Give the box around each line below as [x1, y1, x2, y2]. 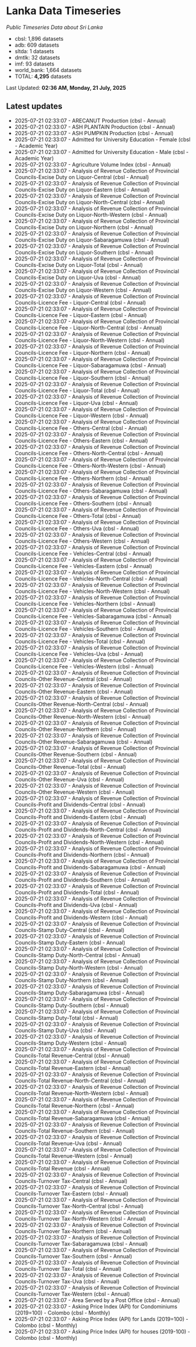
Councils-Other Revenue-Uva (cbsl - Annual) [14, 775, 125, 783]
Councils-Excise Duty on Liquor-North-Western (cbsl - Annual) [14, 211, 168, 218]
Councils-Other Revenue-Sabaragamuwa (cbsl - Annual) [14, 738, 153, 745]
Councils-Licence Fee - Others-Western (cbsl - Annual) [14, 537, 150, 544]
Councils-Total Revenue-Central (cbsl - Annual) [14, 1052, 130, 1059]
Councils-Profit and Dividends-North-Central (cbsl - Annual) [14, 826, 162, 833]
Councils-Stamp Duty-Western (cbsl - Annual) [14, 1039, 127, 1046]
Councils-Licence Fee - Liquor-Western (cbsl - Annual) [14, 412, 149, 419]
